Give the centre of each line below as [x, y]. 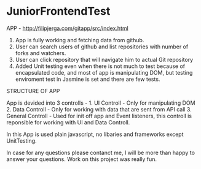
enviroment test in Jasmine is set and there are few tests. [88, 79]
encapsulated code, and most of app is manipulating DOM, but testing [104, 72]
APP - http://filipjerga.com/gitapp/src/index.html [68, 28]
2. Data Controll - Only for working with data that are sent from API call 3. [99, 109]
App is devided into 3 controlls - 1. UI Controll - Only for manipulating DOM [101, 103]
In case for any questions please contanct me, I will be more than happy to [101, 152]
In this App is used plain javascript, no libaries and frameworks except [95, 134]
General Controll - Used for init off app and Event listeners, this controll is [99, 116]
